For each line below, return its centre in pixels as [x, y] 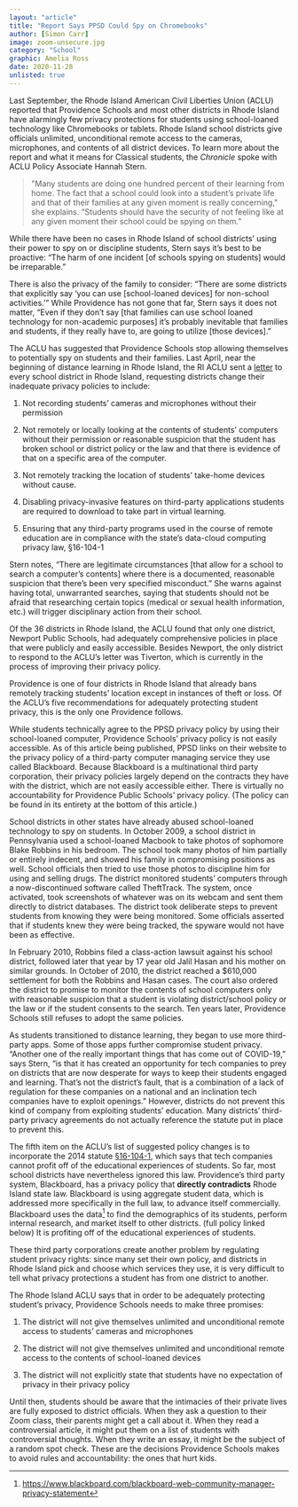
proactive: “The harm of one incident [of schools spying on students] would [147, 257]
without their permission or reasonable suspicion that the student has [149, 439]
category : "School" [45, 51]
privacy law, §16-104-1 [63, 547]
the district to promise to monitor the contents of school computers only [141, 989]
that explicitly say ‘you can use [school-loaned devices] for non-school [139, 293]
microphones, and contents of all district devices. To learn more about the [144, 147]
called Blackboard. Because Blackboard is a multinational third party [134, 766]
